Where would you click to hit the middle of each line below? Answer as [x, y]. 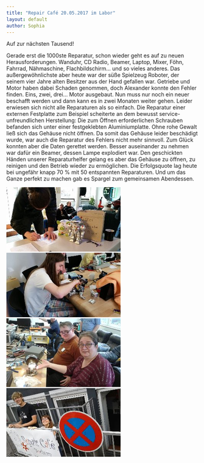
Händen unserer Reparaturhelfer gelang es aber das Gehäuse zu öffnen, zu [101, 159]
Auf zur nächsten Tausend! [40, 44]
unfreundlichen [25, 120]
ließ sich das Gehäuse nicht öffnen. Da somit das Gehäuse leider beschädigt [102, 134]
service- [170, 114]
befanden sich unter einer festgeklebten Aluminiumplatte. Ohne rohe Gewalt [102, 127]
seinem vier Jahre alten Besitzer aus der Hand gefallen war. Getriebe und [98, 82]
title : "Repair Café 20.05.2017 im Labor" [61, 13]
